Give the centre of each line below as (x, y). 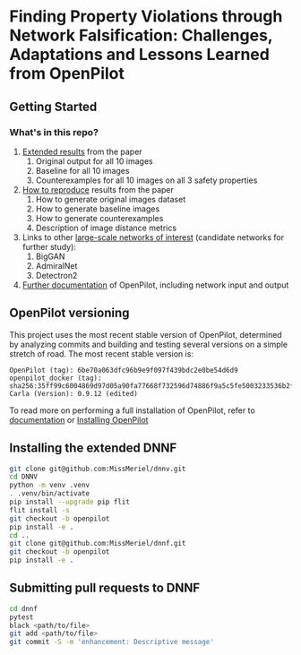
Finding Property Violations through (146, 17)
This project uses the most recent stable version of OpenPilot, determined (146, 334)
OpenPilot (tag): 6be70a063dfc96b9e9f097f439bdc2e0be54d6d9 (124, 370)
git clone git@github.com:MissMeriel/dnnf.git (98, 544)
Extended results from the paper (82, 151)
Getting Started (53, 106)
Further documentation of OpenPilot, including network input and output (155, 285)
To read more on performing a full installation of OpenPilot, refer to (132, 410)
